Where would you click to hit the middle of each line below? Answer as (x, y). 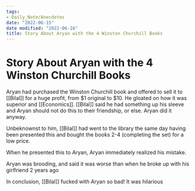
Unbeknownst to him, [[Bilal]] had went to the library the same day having (96, 128)
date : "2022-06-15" (30, 22)
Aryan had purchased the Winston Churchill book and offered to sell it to (94, 92)
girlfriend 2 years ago (33, 170)
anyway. (16, 117)
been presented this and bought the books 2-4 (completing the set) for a (95, 135)
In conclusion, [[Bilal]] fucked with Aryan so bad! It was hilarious (85, 182)
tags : (13, 12)
